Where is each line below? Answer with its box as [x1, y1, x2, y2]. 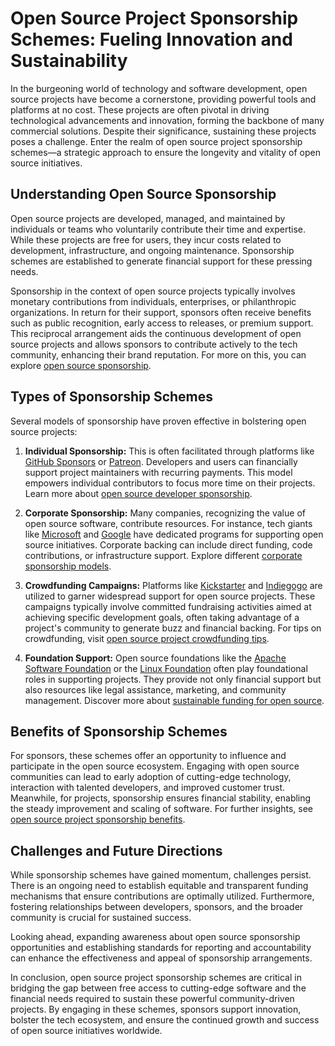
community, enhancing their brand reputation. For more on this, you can [10, 348, 307, 361]
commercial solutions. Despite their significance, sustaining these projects [10, 125, 317, 137]
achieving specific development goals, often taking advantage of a [24, 611, 300, 623]
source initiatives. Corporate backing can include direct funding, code [24, 538, 313, 551]
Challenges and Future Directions [10, 842, 223, 859]
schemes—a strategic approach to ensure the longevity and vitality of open [10, 146, 321, 158]
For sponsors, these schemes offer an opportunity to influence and [10, 750, 287, 762]
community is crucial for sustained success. [10, 912, 192, 924]
